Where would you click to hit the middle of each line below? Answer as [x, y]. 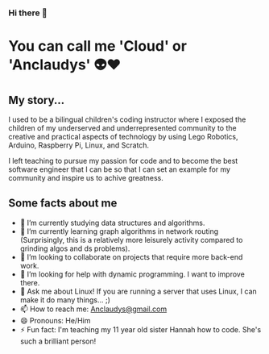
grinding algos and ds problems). [75, 248]
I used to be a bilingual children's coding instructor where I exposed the [127, 119]
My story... [37, 100]
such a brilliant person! [58, 341]
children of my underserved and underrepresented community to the [122, 127]
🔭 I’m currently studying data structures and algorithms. [112, 223]
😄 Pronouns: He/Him [55, 320]
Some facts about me [63, 204]
